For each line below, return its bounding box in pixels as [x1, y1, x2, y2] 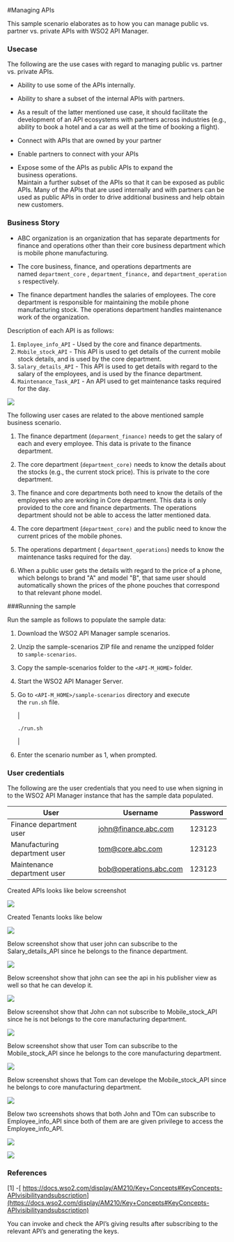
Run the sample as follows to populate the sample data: [7, 615, 166, 624]
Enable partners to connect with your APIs [17, 150, 139, 158]
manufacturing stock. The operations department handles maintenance [17, 305, 222, 313]
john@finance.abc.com [97, 823, 174, 833]
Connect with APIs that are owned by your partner [17, 136, 162, 145]
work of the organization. [17, 313, 90, 321]
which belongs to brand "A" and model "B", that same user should [17, 574, 207, 582]
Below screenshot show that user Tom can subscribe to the [7, 1041, 178, 1049]
